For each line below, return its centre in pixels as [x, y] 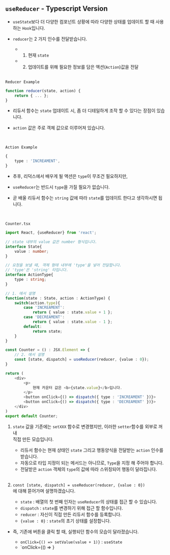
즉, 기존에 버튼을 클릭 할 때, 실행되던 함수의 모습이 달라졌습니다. [76, 532]
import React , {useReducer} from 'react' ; [51, 233]
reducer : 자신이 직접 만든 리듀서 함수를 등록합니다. [71, 514]
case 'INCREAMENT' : [44, 308]
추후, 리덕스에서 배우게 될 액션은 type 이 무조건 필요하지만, [70, 176]
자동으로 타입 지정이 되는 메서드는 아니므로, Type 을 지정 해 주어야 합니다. [92, 463]
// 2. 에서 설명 [30, 355]
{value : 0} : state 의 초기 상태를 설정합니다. [65, 521]
